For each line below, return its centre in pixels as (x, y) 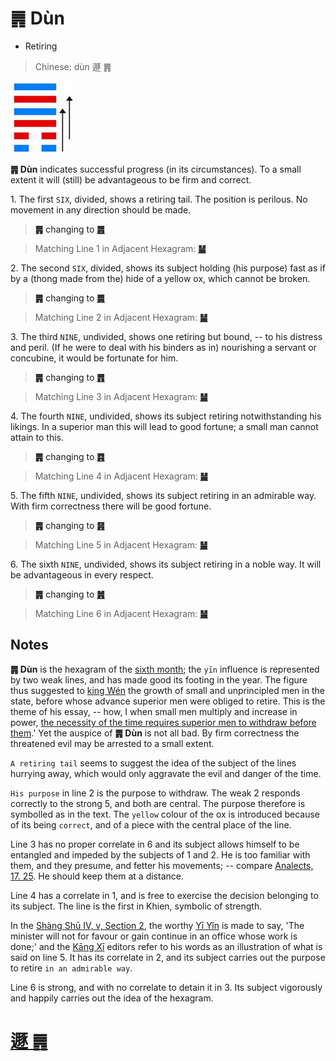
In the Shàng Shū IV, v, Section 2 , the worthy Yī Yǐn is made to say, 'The (157, 925)
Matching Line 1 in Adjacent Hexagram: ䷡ (120, 249)
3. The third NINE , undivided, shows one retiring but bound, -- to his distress (166, 337)
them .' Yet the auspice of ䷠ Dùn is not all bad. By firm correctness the (155, 733)
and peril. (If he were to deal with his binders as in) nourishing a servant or (163, 348)
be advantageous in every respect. (82, 575)
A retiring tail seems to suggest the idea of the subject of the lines (153, 763)
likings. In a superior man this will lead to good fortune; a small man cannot (164, 427)
